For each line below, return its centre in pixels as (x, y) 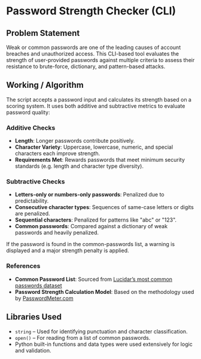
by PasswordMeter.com (44, 298)
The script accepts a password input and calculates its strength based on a (99, 99)
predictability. (32, 201)
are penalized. (32, 214)
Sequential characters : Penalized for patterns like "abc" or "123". (96, 220)
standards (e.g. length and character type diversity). (79, 166)
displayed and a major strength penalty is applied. (68, 251)
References (23, 266)
